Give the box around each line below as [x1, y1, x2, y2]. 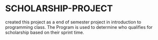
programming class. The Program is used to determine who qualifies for [5, 24, 153, 30]
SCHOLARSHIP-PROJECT [5, 3, 113, 14]
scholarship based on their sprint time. [5, 29, 84, 35]
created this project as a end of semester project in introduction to [5, 19, 142, 25]
